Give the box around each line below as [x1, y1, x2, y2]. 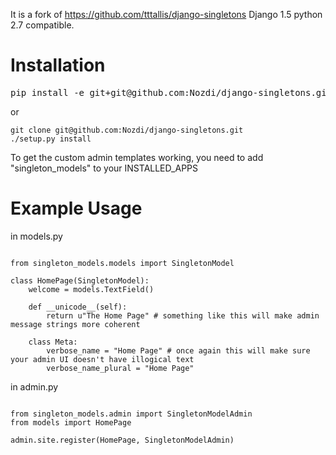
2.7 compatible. [10, 19, 75, 31]
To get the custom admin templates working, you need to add [10, 151, 264, 163]
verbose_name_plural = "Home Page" [46, 363, 195, 373]
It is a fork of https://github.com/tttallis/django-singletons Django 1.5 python [10, 9, 323, 20]
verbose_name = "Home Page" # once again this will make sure [46, 345, 311, 356]
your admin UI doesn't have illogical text [10, 354, 195, 364]
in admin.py [10, 380, 59, 393]
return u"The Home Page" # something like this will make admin [46, 310, 320, 321]
